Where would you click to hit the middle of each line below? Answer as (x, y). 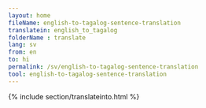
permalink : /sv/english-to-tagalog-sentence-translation (103, 67)
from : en (22, 52)
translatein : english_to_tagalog (63, 30)
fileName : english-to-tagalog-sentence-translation (94, 23)
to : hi (19, 60)
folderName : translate (47, 37)
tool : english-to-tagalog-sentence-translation (88, 74)
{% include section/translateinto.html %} (74, 96)
